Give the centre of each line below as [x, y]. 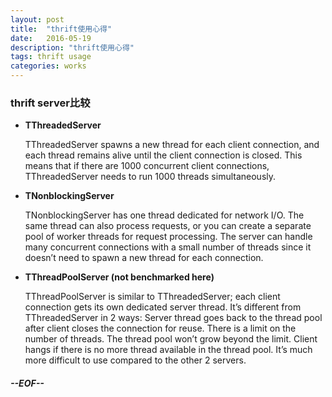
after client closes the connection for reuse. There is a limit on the [160, 328]
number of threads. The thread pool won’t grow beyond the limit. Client [171, 339]
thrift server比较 [50, 103]
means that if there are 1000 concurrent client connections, [147, 166]
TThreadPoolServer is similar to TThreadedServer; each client [152, 297]
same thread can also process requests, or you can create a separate [168, 226]
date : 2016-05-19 [51, 38]
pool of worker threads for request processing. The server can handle [168, 237]
